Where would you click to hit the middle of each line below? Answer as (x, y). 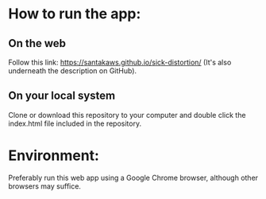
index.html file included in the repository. (75, 123)
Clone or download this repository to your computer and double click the (127, 115)
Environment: (54, 155)
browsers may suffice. (45, 186)
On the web (37, 43)
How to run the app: (75, 14)
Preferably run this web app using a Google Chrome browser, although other (133, 178)
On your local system (62, 96)
